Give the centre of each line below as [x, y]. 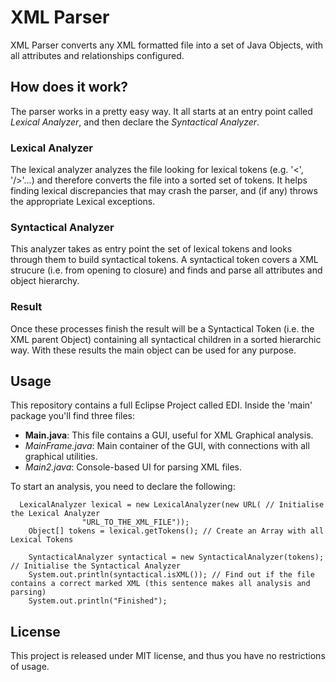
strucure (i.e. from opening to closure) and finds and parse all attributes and [166, 270]
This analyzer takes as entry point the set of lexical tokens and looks [151, 249]
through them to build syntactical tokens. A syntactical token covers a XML [164, 260]
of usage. [30, 667]
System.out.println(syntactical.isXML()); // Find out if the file [171, 575]
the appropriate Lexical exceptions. [83, 202]
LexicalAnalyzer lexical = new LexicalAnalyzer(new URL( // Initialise [172, 505]
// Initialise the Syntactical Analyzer [96, 566]
